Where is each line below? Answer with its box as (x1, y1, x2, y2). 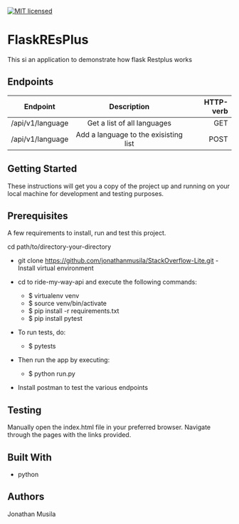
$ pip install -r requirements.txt (28, 307, 119, 315)
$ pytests (28, 342, 56, 351)
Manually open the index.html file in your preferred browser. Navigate (7, 423, 211, 431)
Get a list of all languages (87, 118, 172, 128)
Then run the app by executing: (17, 356, 110, 364)
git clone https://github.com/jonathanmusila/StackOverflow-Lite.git (17, 257, 215, 265)
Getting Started (7, 163, 78, 175)
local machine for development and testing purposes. (7, 189, 164, 197)
